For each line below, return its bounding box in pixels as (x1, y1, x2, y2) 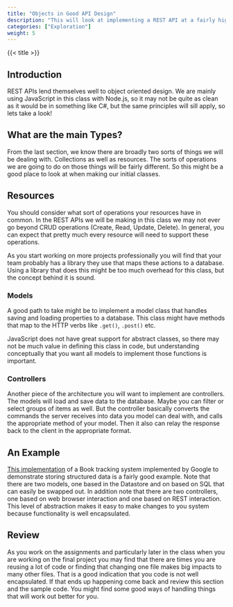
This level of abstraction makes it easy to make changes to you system (7, 502, 209, 511)
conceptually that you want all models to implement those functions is (7, 349, 207, 357)
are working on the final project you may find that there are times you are (7, 555, 216, 563)
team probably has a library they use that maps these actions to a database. (7, 258, 224, 267)
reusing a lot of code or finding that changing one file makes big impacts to (7, 563, 222, 571)
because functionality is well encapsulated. (7, 509, 131, 518)
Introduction (7, 69, 62, 80)
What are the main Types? (7, 129, 123, 141)
